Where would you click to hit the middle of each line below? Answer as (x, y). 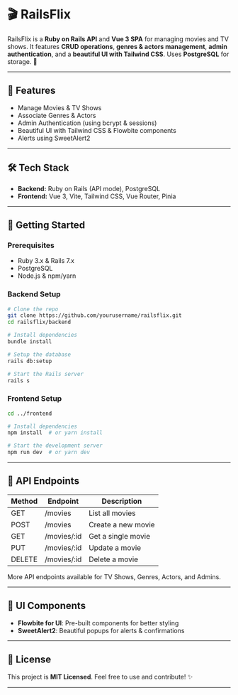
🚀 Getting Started (46, 225)
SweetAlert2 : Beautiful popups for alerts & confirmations (101, 630)
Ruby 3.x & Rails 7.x (46, 261)
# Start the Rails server (45, 374)
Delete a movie (113, 559)
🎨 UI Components (47, 606)
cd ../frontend (30, 414)
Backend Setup (34, 294)
